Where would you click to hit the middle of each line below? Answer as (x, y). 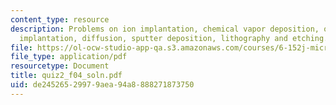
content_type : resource (60, 19)
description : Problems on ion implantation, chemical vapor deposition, (165, 29)
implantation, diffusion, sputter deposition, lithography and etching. (174, 38)
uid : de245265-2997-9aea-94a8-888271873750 (102, 85)
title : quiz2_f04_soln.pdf (66, 76)
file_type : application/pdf (69, 57)
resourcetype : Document (60, 66)
